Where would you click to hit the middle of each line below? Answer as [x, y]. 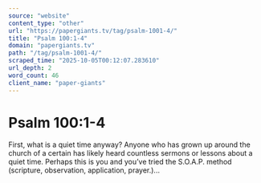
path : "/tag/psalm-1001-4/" [55, 53]
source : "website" [39, 16]
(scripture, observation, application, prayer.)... [84, 170]
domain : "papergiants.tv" [51, 46]
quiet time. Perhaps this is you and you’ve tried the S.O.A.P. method [120, 162]
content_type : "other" [46, 23]
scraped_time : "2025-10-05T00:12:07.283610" [84, 61]
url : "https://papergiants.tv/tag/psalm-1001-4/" [93, 31]
